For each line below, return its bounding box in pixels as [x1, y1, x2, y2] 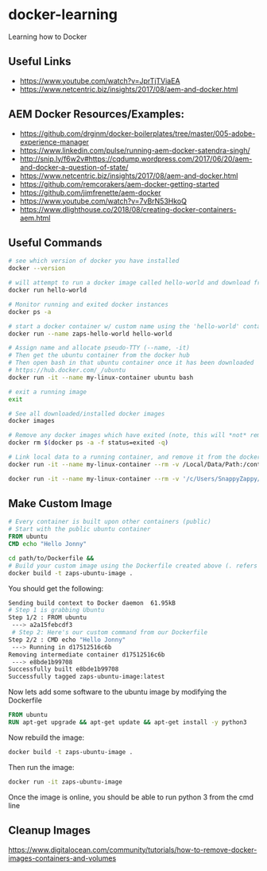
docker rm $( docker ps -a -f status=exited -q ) [8, 439, 169, 447]
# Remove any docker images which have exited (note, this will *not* [8, 432, 247, 439]
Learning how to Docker [8, 32, 87, 41]
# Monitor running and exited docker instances [8, 300, 169, 308]
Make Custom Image [8, 497, 113, 510]
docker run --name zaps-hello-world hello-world [8, 330, 172, 338]
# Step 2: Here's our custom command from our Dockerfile [11, 629, 208, 637]
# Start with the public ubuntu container [8, 525, 151, 533]
